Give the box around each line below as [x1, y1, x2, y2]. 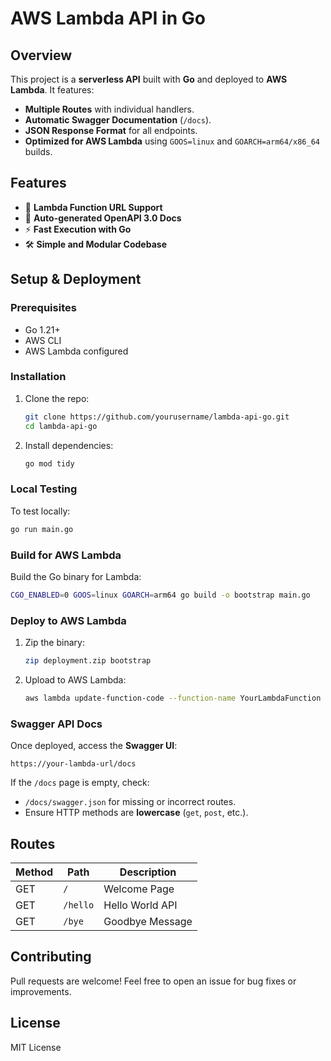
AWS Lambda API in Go [10, 7, 206, 30]
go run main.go [10, 524, 74, 534]
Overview [10, 47, 73, 64]
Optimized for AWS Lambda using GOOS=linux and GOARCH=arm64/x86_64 [24, 135, 320, 147]
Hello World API [103, 898, 178, 912]
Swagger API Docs [10, 717, 103, 731]
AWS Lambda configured [24, 345, 129, 357]
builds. [24, 146, 53, 157]
